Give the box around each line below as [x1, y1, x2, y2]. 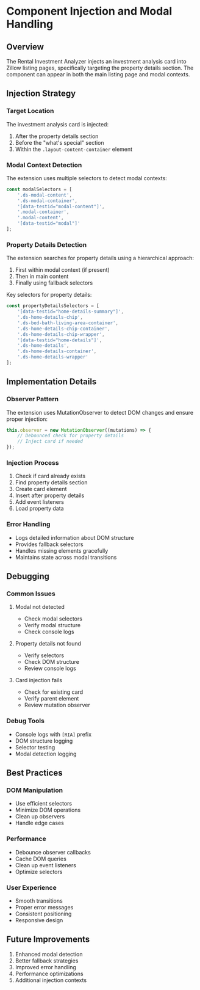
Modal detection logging [15, 750, 77, 757]
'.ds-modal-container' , [17, 197, 78, 204]
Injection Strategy [6, 89, 76, 99]
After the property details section [15, 133, 99, 140]
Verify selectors [24, 652, 65, 659]
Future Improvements [6, 934, 90, 945]
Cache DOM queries [15, 855, 67, 862]
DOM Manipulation [6, 786, 63, 795]
